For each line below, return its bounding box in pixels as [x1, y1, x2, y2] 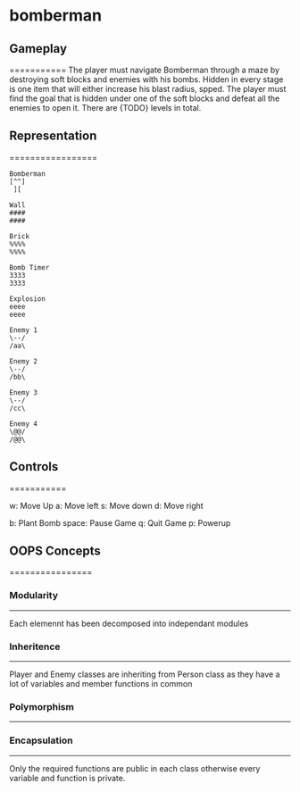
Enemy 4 [9, 419, 38, 429]
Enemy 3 [9, 388, 38, 397]
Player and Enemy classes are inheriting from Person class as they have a [9, 669, 280, 679]
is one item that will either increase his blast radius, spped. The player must [9, 84, 287, 94]
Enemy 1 [9, 325, 38, 335]
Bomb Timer [9, 263, 50, 272]
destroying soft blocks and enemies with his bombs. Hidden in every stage [9, 74, 284, 85]
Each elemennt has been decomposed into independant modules [9, 618, 249, 629]
